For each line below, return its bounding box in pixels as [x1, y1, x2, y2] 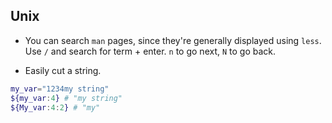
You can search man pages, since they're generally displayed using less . [24, 34, 322, 46]
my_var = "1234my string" [10, 84, 110, 94]
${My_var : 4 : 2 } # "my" [10, 102, 101, 113]
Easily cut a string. [24, 64, 102, 76]
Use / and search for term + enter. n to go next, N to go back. [24, 45, 277, 57]
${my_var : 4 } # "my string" [10, 93, 123, 103]
